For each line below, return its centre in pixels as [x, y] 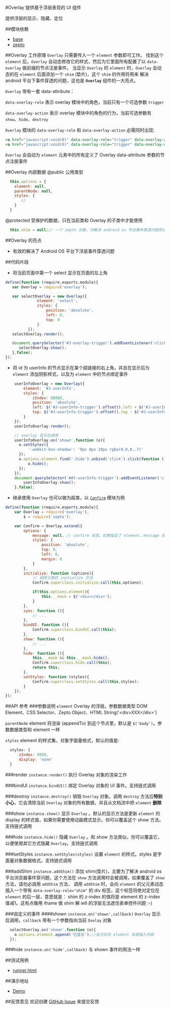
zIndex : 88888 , [48, 398]
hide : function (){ [44, 653]
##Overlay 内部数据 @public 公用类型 [44, 172]
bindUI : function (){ [46, 625]
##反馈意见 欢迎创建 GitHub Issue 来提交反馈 [52, 1002]
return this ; [46, 667]
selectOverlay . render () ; [38, 334]
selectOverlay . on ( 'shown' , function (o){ [53, 930]
